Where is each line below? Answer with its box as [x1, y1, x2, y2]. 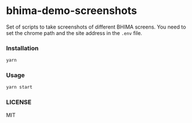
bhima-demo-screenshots [6, 4, 138, 17]
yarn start [6, 85, 33, 90]
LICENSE [6, 98, 32, 106]
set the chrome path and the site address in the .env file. [6, 29, 142, 36]
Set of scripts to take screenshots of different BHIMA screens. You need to [6, 23, 186, 30]
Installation [6, 44, 39, 52]
